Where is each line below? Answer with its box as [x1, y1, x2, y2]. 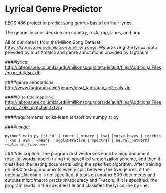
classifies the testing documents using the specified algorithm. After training [5, 161, 161, 167]
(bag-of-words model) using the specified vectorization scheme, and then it [5, 156, 160, 162]
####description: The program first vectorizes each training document [5, 150, 150, 156]
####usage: [5, 124, 30, 130]
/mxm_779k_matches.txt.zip [5, 104, 63, 110]
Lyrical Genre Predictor [5, 3, 103, 15]
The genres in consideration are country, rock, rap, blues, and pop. [5, 29, 142, 35]
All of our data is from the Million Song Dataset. [5, 39, 102, 45]
